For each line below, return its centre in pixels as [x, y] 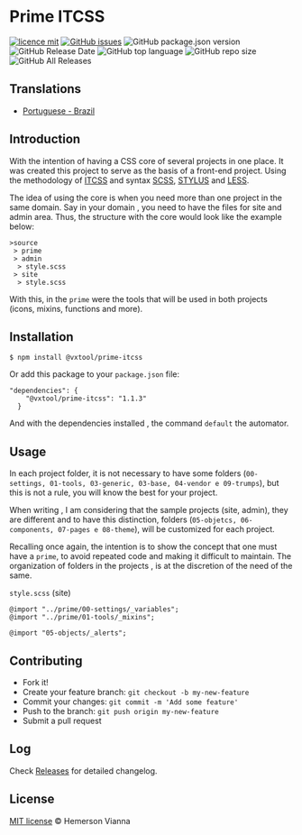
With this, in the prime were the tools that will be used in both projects [138, 298]
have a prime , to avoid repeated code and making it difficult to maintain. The [150, 556]
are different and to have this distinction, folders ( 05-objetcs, [123, 519]
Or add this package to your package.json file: [95, 374]
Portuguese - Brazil [59, 111]
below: [22, 226]
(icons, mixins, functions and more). [76, 308]
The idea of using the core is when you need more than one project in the [146, 197]
